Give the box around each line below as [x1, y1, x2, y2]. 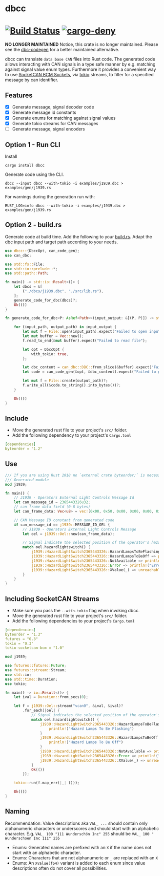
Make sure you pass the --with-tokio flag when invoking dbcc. [12, 607, 140, 613]
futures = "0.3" [5, 636, 38, 641]
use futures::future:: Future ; [5, 663, 67, 668]
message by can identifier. [5, 77, 59, 83]
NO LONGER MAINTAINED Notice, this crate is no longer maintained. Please [5, 42, 159, 47]
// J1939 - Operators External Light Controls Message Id [14, 495, 134, 500]
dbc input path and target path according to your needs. [5, 239, 118, 245]
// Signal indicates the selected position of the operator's [31, 713, 161, 718]
